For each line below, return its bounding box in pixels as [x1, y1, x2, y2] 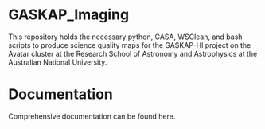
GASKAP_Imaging [8, 6, 130, 24]
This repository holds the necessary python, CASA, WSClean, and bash [8, 32, 243, 41]
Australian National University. [8, 57, 107, 67]
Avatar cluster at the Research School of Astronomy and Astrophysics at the [8, 49, 258, 58]
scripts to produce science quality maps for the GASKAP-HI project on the [8, 40, 251, 49]
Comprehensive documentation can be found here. [8, 111, 176, 121]
